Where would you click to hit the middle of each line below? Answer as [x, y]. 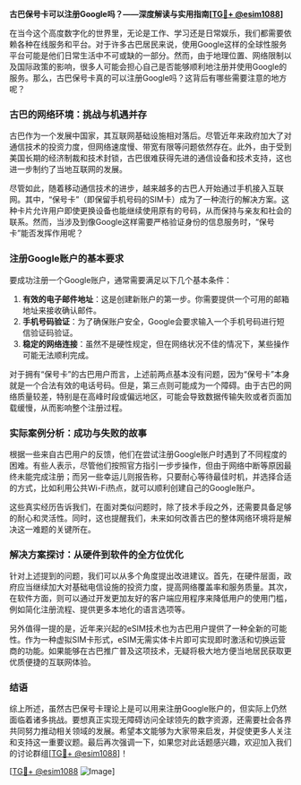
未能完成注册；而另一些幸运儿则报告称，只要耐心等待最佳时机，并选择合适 [154, 476]
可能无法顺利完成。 [58, 355]
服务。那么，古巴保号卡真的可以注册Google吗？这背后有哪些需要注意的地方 [148, 78]
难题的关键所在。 [64, 529]
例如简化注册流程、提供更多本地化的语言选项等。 [99, 609]
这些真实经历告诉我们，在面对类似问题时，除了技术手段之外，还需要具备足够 [150, 506]
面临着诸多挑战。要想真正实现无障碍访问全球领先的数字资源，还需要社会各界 [150, 720]
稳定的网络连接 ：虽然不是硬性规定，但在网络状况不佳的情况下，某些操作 [155, 343]
